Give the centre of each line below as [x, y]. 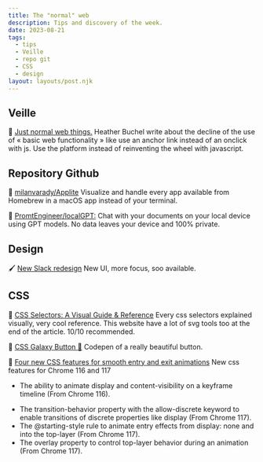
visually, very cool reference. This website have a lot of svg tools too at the [129, 323]
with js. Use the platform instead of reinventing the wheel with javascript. [126, 148]
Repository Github [54, 173]
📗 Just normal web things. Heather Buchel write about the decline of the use [131, 132]
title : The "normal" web [49, 15]
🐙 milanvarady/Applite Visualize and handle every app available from [119, 192]
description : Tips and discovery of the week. [86, 23]
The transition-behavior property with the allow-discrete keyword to [129, 409]
